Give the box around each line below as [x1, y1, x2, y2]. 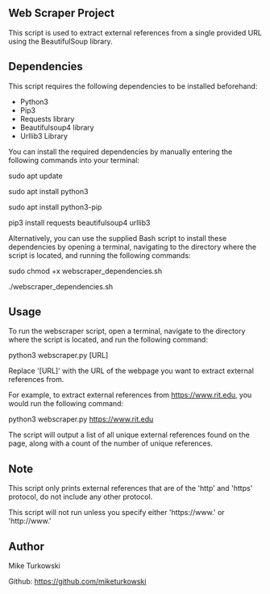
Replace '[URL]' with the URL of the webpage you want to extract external [8, 366, 254, 376]
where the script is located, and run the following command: [8, 334, 208, 345]
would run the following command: [8, 399, 123, 409]
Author [8, 539, 44, 553]
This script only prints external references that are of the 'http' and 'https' [8, 484, 253, 493]
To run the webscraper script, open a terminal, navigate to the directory [8, 326, 246, 336]
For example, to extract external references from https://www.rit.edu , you [8, 390, 252, 400]
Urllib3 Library [19, 131, 69, 140]
